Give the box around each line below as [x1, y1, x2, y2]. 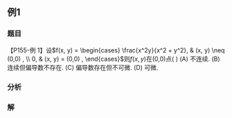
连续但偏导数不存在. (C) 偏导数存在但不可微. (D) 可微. [7, 63, 159, 71]
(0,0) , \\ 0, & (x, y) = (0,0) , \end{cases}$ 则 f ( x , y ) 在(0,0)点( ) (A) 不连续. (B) [7, 55, 220, 63]
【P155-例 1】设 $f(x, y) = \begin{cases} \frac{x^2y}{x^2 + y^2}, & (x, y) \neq [7, 46, 225, 54]
